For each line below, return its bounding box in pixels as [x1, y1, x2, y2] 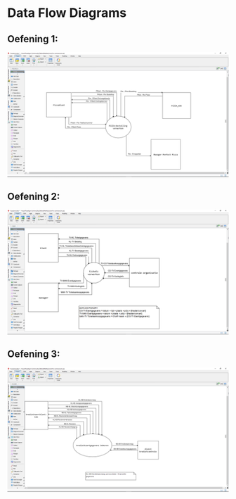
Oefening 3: [7, 348, 60, 360]
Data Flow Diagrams [7, 5, 127, 21]
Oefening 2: [7, 190, 60, 202]
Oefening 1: [7, 33, 58, 45]
